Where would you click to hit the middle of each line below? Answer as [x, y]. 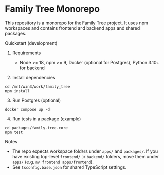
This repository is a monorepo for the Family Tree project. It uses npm [77, 23]
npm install [17, 91]
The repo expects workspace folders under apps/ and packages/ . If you [85, 151]
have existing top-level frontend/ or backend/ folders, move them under [85, 156]
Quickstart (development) [31, 43]
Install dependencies [34, 77]
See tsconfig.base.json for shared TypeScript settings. [69, 167]
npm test [14, 132]
